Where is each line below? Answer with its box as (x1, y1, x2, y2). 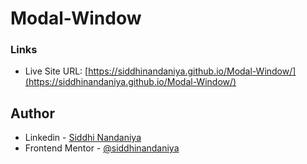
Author (10, 105, 55, 122)
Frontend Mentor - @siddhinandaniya (24, 142, 180, 154)
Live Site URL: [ (24, 65, 89, 77)
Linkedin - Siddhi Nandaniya (24, 132, 142, 144)
